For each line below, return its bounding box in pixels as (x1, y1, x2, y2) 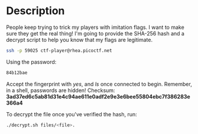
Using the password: (6, 58, 57, 66)
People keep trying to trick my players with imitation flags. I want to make (6, 24, 184, 31)
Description (6, 4, 65, 18)
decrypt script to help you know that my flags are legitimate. (6, 36, 152, 43)
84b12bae (6, 70, 28, 76)
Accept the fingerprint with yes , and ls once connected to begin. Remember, (6, 80, 192, 87)
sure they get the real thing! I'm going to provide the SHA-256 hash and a (6, 30, 185, 37)
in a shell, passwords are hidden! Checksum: (6, 87, 115, 94)
